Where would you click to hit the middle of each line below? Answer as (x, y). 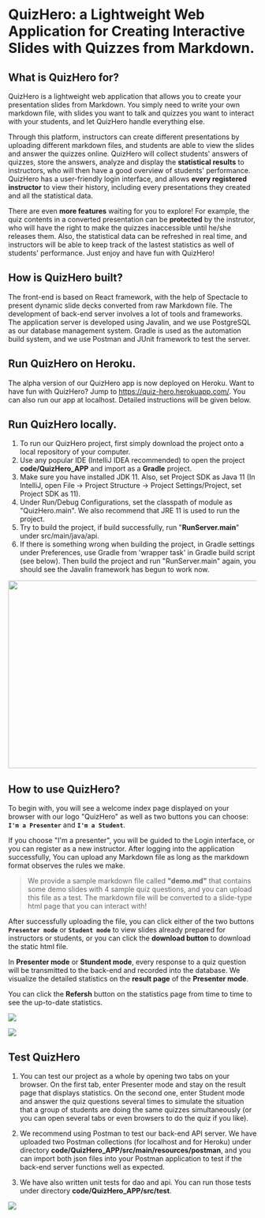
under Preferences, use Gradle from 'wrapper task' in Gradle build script (137, 553)
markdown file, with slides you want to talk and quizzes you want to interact (131, 113)
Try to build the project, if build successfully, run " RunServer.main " (129, 528)
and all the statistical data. (50, 196)
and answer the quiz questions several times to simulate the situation (132, 1102)
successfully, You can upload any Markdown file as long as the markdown (129, 857)
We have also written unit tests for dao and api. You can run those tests (135, 1182)
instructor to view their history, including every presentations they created (129, 187)
